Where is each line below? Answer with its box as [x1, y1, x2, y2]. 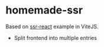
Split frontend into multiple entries [14, 34, 97, 41]
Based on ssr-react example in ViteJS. [5, 23, 99, 30]
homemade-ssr [5, 4, 83, 17]
